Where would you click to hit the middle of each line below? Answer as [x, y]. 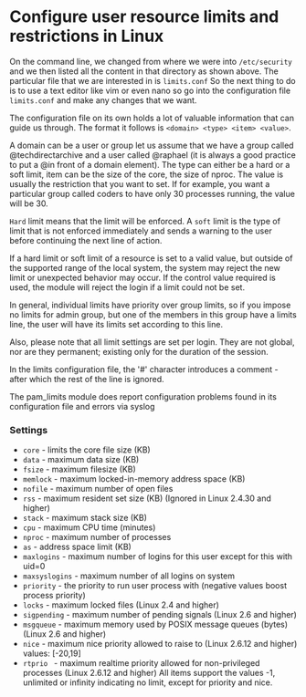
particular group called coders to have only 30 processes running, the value [152, 193]
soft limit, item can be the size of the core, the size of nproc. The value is [147, 174]
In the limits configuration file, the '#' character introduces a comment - [144, 369]
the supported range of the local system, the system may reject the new [145, 267]
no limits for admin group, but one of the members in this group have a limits [153, 314]
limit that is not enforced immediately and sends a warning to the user [141, 231]
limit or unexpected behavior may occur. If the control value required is [142, 277]
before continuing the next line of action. [86, 240]
